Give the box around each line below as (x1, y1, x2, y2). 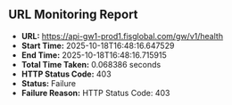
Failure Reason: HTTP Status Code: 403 (21, 87, 170, 98)
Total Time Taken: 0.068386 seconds (21, 59, 162, 69)
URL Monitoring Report (8, 7, 139, 22)
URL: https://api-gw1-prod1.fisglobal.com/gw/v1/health (21, 30, 224, 41)
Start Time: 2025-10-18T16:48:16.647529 (21, 40, 175, 51)
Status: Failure (21, 77, 77, 88)
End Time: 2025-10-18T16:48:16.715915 (21, 49, 167, 61)
